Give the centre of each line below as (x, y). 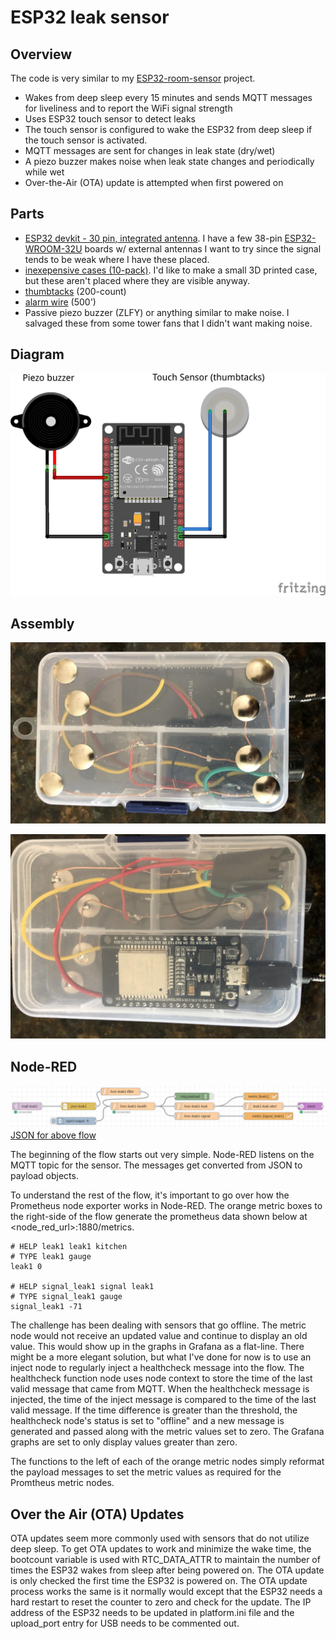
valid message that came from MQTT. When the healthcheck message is (160, 1389)
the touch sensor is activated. (86, 140)
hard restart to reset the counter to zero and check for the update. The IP (161, 1602)
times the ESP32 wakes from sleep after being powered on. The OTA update (167, 1570)
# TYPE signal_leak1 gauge (66, 1297)
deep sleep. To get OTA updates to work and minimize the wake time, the (161, 1549)
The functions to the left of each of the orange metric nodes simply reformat (167, 1462)
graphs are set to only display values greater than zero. (124, 1442)
